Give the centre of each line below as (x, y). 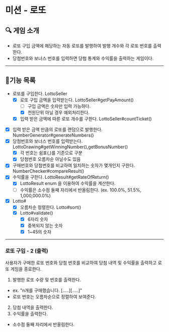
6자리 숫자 (38, 219)
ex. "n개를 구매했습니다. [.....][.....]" (47, 291)
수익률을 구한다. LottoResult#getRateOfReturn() (61, 177)
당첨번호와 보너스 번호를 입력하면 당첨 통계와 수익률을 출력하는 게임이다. (83, 58)
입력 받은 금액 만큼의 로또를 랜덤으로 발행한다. (58, 129)
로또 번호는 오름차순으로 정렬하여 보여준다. (54, 297)
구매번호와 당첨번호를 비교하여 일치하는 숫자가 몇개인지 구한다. (74, 165)
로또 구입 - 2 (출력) (27, 251)
